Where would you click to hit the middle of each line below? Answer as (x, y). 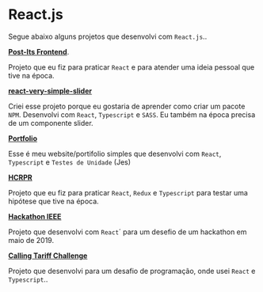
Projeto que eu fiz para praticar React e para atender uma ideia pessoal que (131, 67)
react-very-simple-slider (50, 91)
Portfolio (23, 138)
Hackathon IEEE (35, 216)
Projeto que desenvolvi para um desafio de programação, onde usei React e (132, 271)
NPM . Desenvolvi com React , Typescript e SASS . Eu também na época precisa (132, 114)
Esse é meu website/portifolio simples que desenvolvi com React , (115, 154)
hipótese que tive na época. (53, 201)
